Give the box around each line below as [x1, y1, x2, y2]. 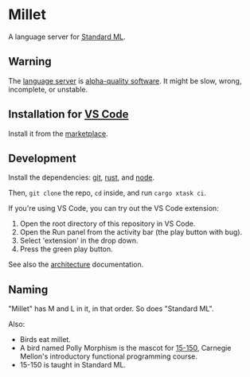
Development [8, 151, 77, 165]
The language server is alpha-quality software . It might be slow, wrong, [8, 76, 242, 85]
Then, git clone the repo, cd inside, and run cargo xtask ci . [8, 188, 207, 198]
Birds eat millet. [19, 335, 72, 344]
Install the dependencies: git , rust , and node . [8, 173, 155, 182]
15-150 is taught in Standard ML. [19, 360, 126, 370]
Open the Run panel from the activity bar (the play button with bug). [19, 227, 243, 237]
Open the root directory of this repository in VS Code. [19, 219, 196, 228]
